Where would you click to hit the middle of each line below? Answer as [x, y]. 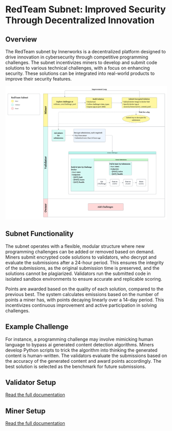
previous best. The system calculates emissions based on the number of [82, 294]
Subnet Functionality [40, 234]
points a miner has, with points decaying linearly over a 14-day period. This [85, 300]
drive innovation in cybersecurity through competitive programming [77, 57]
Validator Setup [31, 383]
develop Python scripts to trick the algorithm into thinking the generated [81, 350]
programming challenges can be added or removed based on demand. [80, 251]
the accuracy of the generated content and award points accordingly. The [83, 361]
